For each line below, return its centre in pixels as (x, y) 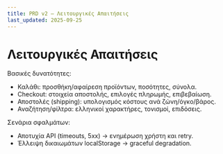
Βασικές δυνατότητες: (39, 74)
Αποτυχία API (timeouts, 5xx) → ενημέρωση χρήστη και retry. (105, 136)
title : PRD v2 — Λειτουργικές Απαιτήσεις (68, 14)
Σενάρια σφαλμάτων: (39, 123)
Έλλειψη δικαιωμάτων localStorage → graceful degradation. (105, 144)
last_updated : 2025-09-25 (44, 20)
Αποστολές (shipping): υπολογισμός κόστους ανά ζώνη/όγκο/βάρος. (117, 102)
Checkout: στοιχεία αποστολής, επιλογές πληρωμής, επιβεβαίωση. (114, 94)
